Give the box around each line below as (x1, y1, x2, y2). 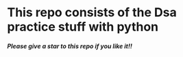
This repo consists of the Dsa (7, 5, 177, 20)
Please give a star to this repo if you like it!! (7, 42, 132, 50)
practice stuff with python (7, 19, 159, 35)
